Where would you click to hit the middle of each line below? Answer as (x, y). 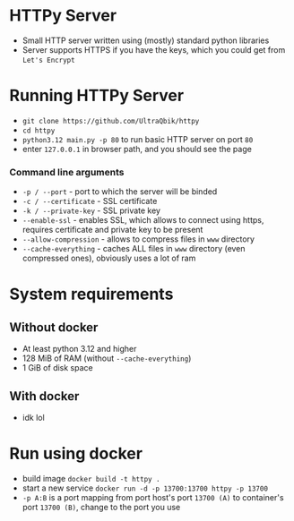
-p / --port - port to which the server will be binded (120, 192)
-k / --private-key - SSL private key (91, 210)
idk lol (33, 417)
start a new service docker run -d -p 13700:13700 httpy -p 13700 (145, 488)
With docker (44, 396)
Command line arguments (67, 172)
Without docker (54, 327)
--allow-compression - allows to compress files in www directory (138, 239)
